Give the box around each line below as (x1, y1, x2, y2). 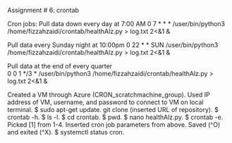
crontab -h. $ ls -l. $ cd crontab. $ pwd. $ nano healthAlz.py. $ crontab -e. (7, 113, 224, 121)
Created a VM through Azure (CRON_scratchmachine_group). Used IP (7, 91, 210, 99)
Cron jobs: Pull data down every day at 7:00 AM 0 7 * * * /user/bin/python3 (7, 20, 226, 27)
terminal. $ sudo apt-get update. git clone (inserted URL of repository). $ (7, 106, 219, 113)
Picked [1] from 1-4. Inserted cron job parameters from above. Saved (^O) (7, 120, 221, 129)
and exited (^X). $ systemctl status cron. (7, 128, 125, 136)
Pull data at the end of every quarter (7, 62, 113, 70)
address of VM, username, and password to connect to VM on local (7, 98, 204, 106)
